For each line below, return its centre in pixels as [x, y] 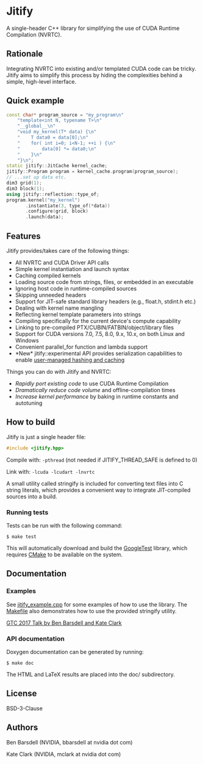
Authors [22, 728]
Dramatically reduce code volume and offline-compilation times [95, 390]
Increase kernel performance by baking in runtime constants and [97, 396]
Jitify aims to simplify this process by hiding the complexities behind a [94, 75]
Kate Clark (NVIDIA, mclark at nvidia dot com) [64, 754]
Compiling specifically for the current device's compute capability [98, 321]
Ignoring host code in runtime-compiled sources [76, 289]
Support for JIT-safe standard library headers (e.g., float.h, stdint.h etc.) [105, 301]
